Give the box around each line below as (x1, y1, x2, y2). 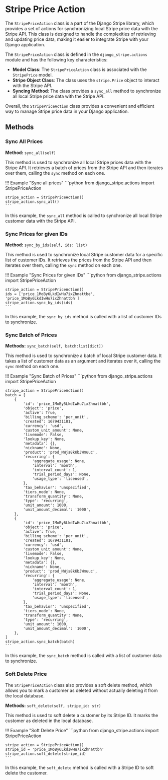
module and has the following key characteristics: (5, 56, 108, 62)
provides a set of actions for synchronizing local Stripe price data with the (5, 25, 158, 31)
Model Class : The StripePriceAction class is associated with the (12, 66, 147, 73)
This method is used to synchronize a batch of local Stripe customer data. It (5, 352, 162, 359)
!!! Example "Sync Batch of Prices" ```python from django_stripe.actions (5, 373, 153, 379)
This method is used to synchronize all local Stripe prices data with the (5, 159, 151, 165)
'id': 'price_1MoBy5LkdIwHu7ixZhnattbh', (23, 401, 111, 406)
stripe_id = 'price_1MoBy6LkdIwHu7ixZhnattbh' (5, 747, 104, 752)
